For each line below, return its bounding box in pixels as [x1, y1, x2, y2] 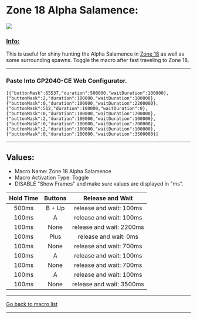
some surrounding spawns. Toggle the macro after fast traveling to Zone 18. [6, 57, 189, 64]
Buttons [43, 194, 67, 203]
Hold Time [9, 194, 39, 203]
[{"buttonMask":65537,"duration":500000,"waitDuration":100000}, [6, 90, 169, 96]
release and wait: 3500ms [72, 280, 145, 289]
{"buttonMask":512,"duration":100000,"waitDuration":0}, [6, 105, 148, 111]
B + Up [46, 204, 65, 212]
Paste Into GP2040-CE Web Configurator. [6, 77, 127, 85]
